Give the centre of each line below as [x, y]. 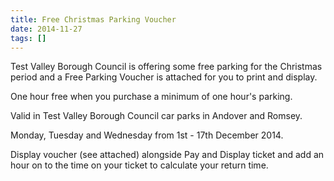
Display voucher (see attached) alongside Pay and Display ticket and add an [167, 155]
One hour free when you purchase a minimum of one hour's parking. [151, 97]
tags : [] [28, 38]
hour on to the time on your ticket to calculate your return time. [139, 165]
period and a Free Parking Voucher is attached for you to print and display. [164, 77]
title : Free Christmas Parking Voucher [93, 19]
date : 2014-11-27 [46, 29]
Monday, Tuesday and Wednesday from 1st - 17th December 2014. [147, 135]
